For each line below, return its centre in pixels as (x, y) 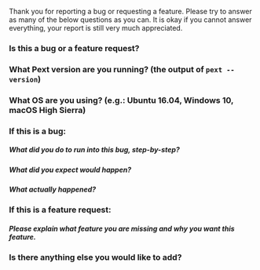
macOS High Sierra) (48, 110)
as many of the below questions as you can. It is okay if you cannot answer (130, 20)
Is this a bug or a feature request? (74, 48)
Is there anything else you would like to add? (95, 257)
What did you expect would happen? (70, 170)
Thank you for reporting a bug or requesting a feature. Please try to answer (130, 11)
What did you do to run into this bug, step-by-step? (94, 150)
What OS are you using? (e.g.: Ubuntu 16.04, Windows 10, (121, 100)
